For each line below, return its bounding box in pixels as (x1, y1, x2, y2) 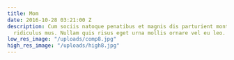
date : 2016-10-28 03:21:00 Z (7, 17, 92, 23)
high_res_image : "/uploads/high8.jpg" (7, 42, 120, 49)
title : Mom (7, 10, 39, 17)
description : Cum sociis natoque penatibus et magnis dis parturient (7, 23, 214, 30)
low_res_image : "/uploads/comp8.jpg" (7, 36, 117, 43)
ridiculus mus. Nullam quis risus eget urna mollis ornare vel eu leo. (13, 29, 226, 37)
